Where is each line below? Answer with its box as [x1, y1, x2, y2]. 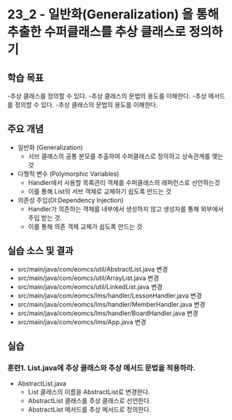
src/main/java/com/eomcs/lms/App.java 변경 [17, 317, 146, 326]
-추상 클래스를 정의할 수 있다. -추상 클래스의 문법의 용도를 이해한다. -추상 [7, 92, 207, 100]
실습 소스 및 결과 [7, 245, 74, 257]
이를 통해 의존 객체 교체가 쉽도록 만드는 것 [27, 222, 143, 231]
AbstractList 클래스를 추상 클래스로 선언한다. [27, 397, 151, 405]
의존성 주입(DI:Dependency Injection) [17, 196, 124, 204]
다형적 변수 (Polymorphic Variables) [17, 170, 120, 178]
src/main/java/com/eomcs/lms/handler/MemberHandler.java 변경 [17, 300, 206, 308]
